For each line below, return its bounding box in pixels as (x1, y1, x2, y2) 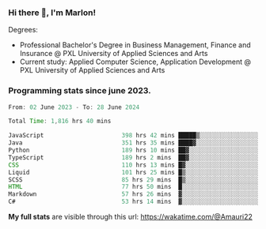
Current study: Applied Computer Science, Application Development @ (19, 57, 252, 66)
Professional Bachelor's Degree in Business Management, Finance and (19, 40, 251, 50)
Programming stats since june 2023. (8, 85, 152, 96)
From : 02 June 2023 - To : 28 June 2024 (8, 103, 140, 111)
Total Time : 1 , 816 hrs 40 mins (8, 118, 112, 126)
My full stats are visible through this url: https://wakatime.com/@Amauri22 (8, 212, 253, 222)
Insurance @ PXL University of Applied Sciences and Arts (19, 49, 208, 58)
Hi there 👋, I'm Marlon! (8, 7, 97, 18)
